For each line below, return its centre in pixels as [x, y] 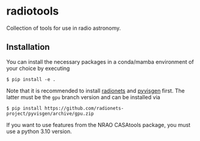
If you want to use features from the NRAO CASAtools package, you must [98, 125]
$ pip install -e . [31, 79]
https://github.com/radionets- [84, 108]
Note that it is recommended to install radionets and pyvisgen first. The [95, 91]
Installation [28, 47]
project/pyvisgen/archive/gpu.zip [50, 114]
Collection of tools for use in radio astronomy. [64, 28]
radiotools [33, 11]
